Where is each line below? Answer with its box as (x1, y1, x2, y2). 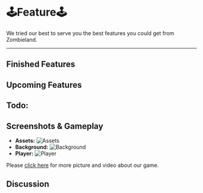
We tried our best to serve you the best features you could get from (6, 29, 175, 37)
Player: (14, 149, 34, 157)
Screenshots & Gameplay (6, 121, 104, 131)
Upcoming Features (6, 80, 82, 90)
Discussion (6, 179, 50, 189)
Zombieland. (6, 36, 37, 43)
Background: (14, 143, 48, 151)
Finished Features (6, 59, 76, 70)
